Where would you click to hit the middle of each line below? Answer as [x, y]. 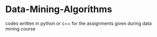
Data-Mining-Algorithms [59, 9]
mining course [20, 28]
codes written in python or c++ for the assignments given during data [78, 23]
